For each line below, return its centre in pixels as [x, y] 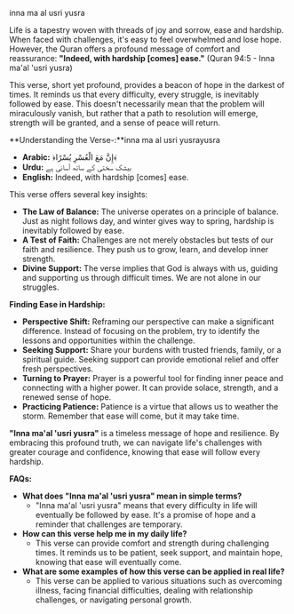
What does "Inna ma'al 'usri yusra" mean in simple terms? [132, 496]
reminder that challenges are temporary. [109, 524]
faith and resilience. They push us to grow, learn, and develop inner [145, 249]
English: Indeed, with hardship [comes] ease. [105, 177]
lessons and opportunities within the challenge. [108, 340]
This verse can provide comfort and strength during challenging [152, 543]
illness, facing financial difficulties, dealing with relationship [144, 590]
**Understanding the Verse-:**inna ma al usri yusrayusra [115, 140]
